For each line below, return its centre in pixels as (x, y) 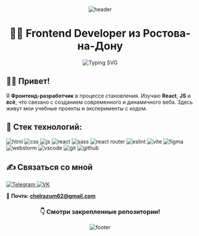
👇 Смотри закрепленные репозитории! (100, 212)
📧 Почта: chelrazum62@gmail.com (51, 196)
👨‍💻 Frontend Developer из (75, 34)
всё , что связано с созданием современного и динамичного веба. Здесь (99, 102)
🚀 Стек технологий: (44, 127)
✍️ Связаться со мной (49, 167)
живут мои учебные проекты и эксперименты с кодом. (77, 108)
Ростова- (167, 34)
